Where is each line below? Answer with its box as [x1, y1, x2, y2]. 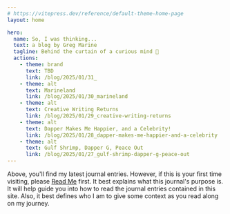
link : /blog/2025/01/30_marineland [25, 93, 128, 100]
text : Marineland [25, 87, 76, 94]
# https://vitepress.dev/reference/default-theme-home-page [7, 10, 184, 17]
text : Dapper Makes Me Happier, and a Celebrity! [25, 125, 171, 132]
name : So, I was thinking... [13, 35, 97, 42]
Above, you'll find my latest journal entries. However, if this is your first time [7, 170, 222, 178]
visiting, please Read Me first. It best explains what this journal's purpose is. [7, 177, 223, 185]
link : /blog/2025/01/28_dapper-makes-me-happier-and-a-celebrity [25, 132, 218, 139]
